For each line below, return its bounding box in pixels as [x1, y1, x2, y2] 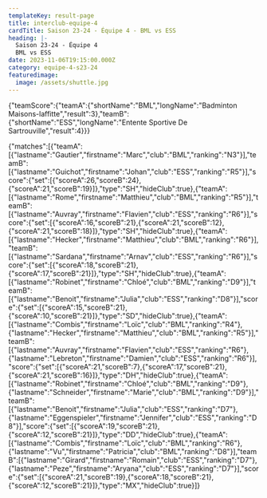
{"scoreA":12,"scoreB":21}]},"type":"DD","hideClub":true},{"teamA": [8, 429, 229, 439]
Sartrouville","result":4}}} [8, 125, 90, 136]
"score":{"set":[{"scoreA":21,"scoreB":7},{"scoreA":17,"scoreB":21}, [8, 362, 227, 371]
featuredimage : [8, 71, 59, 79]
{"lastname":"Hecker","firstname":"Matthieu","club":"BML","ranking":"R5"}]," [8, 328, 259, 338]
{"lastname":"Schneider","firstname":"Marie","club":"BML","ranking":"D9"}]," [8, 387, 259, 397]
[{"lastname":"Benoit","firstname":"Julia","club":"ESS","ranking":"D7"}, [8, 404, 238, 413]
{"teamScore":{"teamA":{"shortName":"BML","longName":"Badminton [8, 101, 238, 110]
